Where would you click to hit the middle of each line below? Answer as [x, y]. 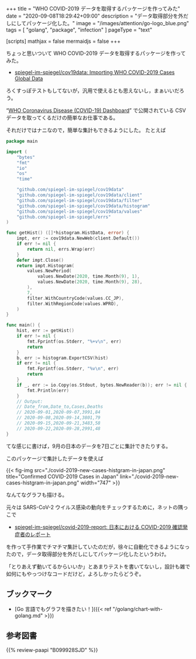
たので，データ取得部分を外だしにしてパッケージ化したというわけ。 [88, 554]
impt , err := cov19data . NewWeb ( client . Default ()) [78, 238]
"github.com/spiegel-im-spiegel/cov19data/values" [80, 211]
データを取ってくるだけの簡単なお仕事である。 [62, 118]
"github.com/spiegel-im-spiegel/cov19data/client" [80, 195]
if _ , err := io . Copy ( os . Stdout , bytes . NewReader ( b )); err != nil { [102, 385]
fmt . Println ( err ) [48, 390]
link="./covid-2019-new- [149, 476]
